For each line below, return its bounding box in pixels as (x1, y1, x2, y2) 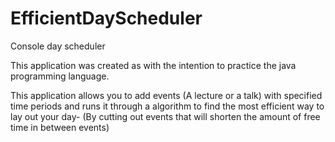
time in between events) (10, 121, 110, 133)
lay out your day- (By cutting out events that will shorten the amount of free (10, 110, 321, 122)
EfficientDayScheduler (10, 7, 203, 30)
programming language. (10, 70, 110, 82)
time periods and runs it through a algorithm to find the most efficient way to (10, 100, 325, 112)
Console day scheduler (10, 40, 106, 52)
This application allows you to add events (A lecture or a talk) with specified (10, 89, 323, 101)
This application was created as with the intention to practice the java (10, 59, 297, 71)
